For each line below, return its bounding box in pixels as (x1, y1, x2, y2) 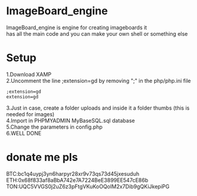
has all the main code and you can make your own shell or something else (6, 30, 188, 37)
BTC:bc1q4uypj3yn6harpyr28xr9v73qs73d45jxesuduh (6, 170, 140, 177)
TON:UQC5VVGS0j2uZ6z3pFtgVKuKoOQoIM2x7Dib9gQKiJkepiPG (6, 183, 170, 190)
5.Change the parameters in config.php (6, 123, 103, 130)
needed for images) (6, 110, 55, 117)
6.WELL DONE (6, 129, 42, 136)
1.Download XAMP (6, 70, 52, 78)
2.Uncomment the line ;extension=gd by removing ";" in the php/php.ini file (6, 77, 191, 84)
